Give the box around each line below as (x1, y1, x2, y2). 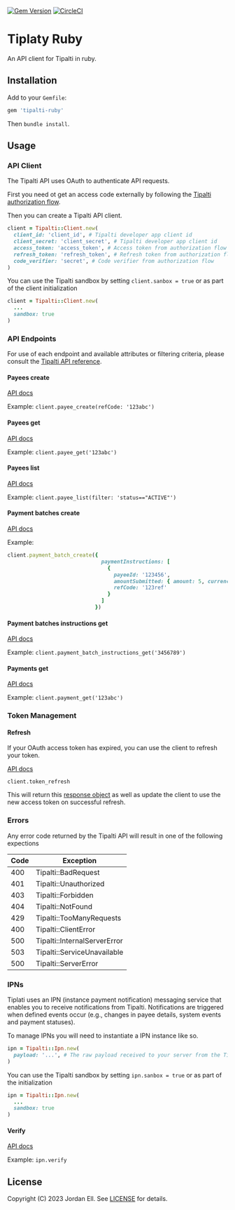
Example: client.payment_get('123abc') (7, 693, 124, 702)
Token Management (7, 711, 77, 721)
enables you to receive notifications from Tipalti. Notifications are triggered (7, 1003, 224, 1012)
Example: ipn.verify (7, 1155, 67, 1164)
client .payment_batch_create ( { (7, 552, 99, 559)
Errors (7, 815, 29, 825)
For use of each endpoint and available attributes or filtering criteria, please (7, 350, 225, 358)
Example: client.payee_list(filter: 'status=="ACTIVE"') (7, 493, 177, 501)
